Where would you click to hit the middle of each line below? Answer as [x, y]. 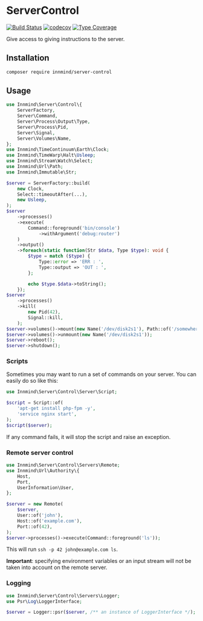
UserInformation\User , [46, 487]
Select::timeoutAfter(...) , [52, 194]
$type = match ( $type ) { [59, 256]
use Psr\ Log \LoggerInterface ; [44, 601]
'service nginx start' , [47, 414]
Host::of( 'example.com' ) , [50, 521]
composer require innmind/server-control [59, 72]
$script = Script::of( [35, 403]
